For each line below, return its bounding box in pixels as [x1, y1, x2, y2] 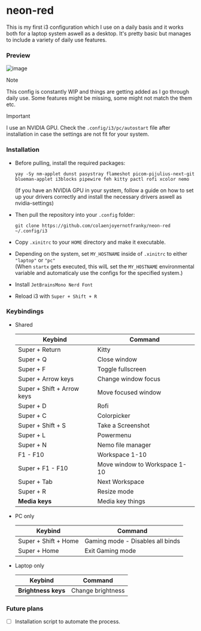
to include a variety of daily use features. [6, 36, 107, 43]
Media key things [97, 497, 145, 505]
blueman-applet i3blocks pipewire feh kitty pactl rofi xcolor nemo [14, 176, 190, 182]
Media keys [17, 497, 52, 505]
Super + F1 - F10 [17, 463, 68, 472]
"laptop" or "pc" [14, 256, 56, 264]
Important [6, 112, 31, 120]
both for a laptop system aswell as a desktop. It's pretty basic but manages [6, 29, 191, 37]
